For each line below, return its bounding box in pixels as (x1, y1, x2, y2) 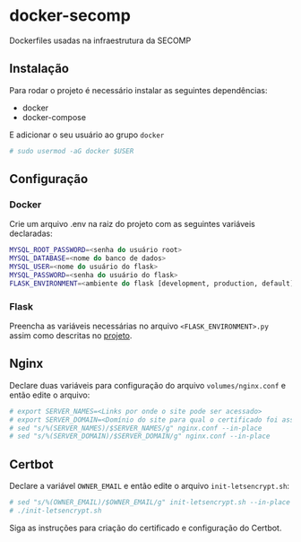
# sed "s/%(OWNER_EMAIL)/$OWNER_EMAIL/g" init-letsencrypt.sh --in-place (9, 498, 291, 507)
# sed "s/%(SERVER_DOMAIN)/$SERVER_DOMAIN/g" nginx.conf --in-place (9, 432, 271, 441)
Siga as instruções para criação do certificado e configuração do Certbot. (9, 522, 282, 533)
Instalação (9, 61, 70, 76)
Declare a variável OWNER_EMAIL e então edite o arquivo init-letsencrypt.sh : (9, 481, 289, 492)
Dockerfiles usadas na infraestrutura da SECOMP (9, 35, 192, 46)
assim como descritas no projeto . (9, 329, 133, 341)
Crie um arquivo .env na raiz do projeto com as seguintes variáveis (9, 219, 255, 230)
